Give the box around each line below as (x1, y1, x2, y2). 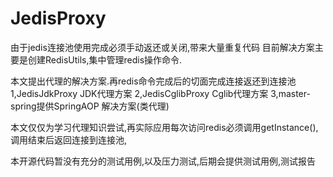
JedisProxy (10, 7, 107, 30)
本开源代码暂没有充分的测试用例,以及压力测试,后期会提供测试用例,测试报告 (10, 155, 317, 167)
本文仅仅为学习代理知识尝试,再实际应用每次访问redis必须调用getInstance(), (10, 121, 319, 133)
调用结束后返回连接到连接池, (10, 133, 128, 146)
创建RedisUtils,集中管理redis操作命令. (27, 53, 183, 66)
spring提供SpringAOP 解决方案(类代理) (10, 100, 170, 112)
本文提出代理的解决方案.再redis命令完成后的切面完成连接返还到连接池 (10, 75, 297, 87)
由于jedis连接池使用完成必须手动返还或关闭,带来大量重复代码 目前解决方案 (10, 41, 315, 53)
